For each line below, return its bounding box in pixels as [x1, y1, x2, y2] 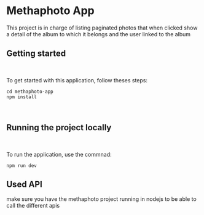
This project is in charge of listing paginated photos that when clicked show [6, 24, 198, 31]
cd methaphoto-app [6, 88, 53, 95]
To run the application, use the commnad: [6, 150, 112, 158]
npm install [6, 93, 37, 100]
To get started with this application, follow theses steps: [6, 76, 148, 84]
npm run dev [6, 162, 37, 169]
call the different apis [6, 202, 60, 209]
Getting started [6, 49, 66, 59]
